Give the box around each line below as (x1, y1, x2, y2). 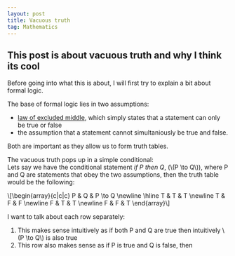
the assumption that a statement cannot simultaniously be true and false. (17, 128, 229, 137)
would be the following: (7, 178, 75, 187)
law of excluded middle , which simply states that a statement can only (17, 114, 221, 122)
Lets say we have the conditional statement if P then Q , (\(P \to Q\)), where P (7, 163, 229, 172)
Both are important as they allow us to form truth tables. (7, 142, 168, 151)
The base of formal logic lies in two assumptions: (7, 100, 149, 109)
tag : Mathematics (7, 23, 58, 30)
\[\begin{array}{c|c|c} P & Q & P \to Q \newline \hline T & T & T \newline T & (7, 191, 226, 200)
